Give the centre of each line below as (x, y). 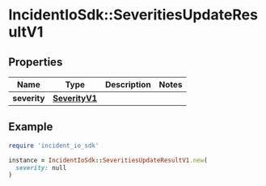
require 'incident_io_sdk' (54, 146)
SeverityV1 (75, 98)
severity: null (41, 167)
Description (128, 85)
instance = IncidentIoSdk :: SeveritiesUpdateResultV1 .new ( (108, 160)
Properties (36, 62)
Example (31, 127)
